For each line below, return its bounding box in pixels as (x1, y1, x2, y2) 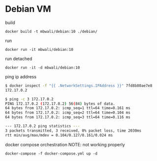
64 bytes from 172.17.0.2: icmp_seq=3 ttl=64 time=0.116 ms (5, 115, 131, 120)
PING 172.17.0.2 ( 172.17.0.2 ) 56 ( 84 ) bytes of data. (5, 101, 115, 106)
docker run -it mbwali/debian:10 (5, 47, 74, 52)
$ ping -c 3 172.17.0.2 (5, 96, 54, 101)
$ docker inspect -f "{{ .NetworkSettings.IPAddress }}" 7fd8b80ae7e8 (5, 83, 153, 88)
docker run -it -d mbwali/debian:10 (5, 65, 80, 70)
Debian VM (5, 3, 52, 15)
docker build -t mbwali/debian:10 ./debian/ (5, 29, 98, 34)
